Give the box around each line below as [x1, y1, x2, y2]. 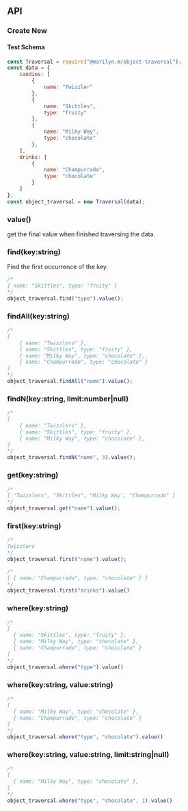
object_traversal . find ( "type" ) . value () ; [7, 295, 124, 302]
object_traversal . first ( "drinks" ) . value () [7, 587, 130, 595]
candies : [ [19, 71, 51, 78]
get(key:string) [7, 471, 59, 480]
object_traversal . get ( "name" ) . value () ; [7, 505, 121, 512]
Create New [7, 26, 48, 36]
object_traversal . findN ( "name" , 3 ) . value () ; [7, 454, 136, 461]
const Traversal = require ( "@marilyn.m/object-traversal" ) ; [7, 58, 183, 65]
